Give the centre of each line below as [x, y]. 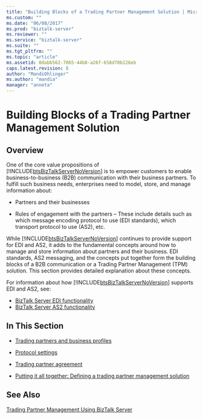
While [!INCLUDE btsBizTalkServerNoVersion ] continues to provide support [99, 239]
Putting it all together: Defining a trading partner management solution [102, 375]
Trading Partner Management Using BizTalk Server [69, 409]
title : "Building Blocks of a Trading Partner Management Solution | [96, 12]
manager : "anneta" [29, 85]
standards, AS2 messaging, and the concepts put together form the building [101, 258]
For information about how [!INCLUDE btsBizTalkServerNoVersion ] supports [100, 282]
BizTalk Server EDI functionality [54, 301]
